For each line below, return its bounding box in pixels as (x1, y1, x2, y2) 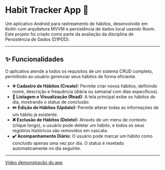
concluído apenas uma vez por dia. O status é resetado (12, 140, 124, 146)
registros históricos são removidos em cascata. (12, 127, 109, 133)
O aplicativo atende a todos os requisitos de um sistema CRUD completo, (5, 68, 153, 74)
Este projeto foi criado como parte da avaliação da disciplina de (5, 31, 134, 37)
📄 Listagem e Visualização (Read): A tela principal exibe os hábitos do (12, 93, 156, 100)
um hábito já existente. (12, 112, 58, 117)
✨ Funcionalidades (5, 55, 64, 63)
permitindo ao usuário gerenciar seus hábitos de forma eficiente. (5, 73, 137, 79)
